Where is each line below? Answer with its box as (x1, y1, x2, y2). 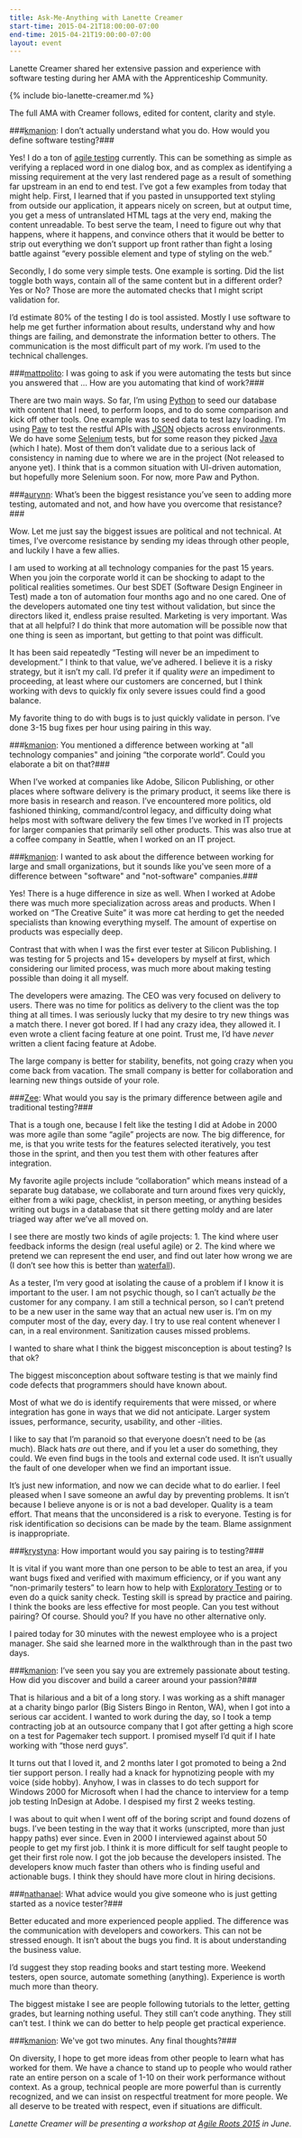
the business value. (9, 1945, 82, 1956)
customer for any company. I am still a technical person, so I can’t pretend (9, 1297, 285, 1307)
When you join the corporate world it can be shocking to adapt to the (9, 572, 266, 583)
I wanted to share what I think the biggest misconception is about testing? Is (9, 1343, 292, 1354)
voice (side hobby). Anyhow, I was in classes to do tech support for (9, 1777, 260, 1788)
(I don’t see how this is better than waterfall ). (9, 1260, 176, 1271)
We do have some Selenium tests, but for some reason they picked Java (9, 433, 278, 444)
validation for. (9, 294, 60, 305)
